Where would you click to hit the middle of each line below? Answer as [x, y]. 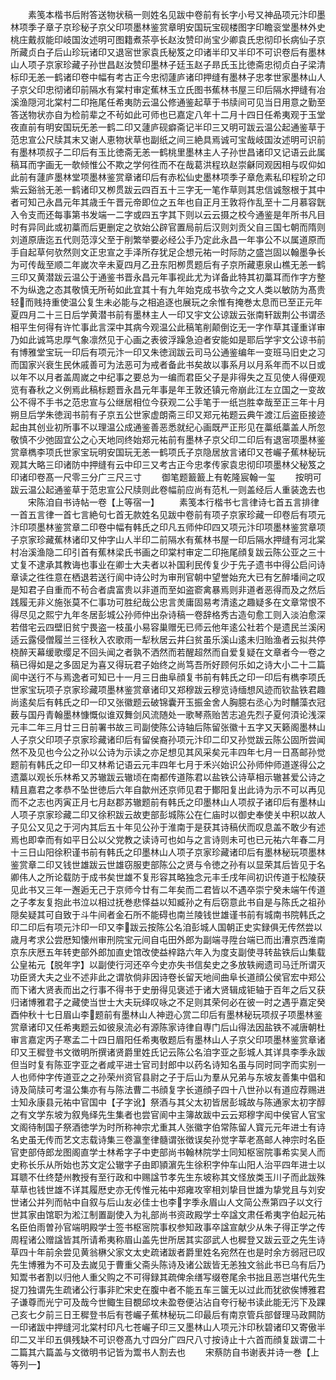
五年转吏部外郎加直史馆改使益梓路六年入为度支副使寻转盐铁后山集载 [185, 952]
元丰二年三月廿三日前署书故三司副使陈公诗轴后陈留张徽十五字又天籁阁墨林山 [168, 727]
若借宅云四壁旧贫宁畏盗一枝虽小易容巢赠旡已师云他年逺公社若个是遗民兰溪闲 [168, 627]
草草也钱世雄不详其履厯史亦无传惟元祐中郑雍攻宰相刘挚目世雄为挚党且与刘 [163, 1189]
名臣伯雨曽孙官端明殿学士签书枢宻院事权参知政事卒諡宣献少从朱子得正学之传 [168, 1227]
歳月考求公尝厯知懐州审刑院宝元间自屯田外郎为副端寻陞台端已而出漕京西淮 [163, 939]
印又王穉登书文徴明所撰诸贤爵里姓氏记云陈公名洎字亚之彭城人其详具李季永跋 [168, 1052]
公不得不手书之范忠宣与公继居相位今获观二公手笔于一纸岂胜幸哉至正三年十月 [168, 402]
